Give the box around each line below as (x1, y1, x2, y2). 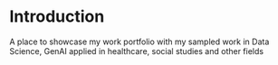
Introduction (9, 6, 105, 27)
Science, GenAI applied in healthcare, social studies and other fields (9, 45, 264, 56)
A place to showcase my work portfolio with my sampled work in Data (9, 36, 270, 47)
